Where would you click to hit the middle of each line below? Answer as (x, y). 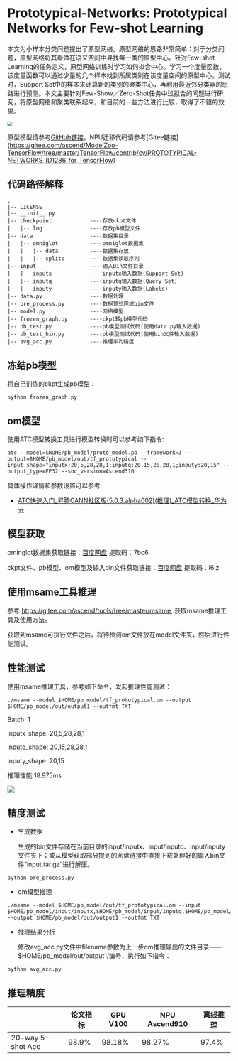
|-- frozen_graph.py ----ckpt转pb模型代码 (78, 319)
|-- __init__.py (31, 214)
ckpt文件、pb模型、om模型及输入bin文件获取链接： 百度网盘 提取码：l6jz (113, 567)
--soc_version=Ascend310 (98, 472)
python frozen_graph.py (42, 397)
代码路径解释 (35, 184)
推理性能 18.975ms (35, 775)
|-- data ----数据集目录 (68, 236)
